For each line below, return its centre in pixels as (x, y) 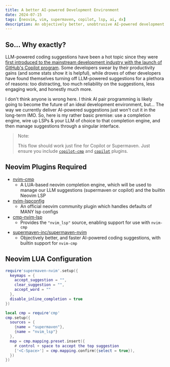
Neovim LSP (33, 195)
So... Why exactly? (36, 44)
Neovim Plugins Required (46, 167)
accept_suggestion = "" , (41, 280)
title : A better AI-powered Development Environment (62, 10)
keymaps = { (23, 275)
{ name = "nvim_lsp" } (36, 332)
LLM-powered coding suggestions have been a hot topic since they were (82, 57)
